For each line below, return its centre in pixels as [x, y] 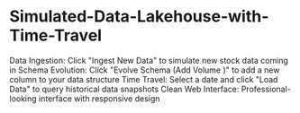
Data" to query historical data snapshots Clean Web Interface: [124, 89]
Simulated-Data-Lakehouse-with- [139, 17]
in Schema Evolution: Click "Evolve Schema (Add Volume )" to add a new [145, 70]
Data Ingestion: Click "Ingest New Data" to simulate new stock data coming [149, 60]
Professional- [266, 89]
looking [23, 98]
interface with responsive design [100, 98]
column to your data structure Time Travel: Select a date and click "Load [144, 79]
